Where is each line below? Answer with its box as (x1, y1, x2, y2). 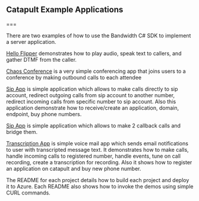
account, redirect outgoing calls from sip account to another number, (6, 91, 175, 98)
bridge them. (6, 128, 37, 135)
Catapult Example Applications (6, 5, 124, 15)
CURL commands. (6, 189, 50, 196)
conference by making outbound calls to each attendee (6, 74, 142, 81)
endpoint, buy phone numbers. (6, 110, 82, 117)
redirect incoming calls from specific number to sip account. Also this (6, 98, 176, 105)
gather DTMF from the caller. (6, 56, 77, 63)
